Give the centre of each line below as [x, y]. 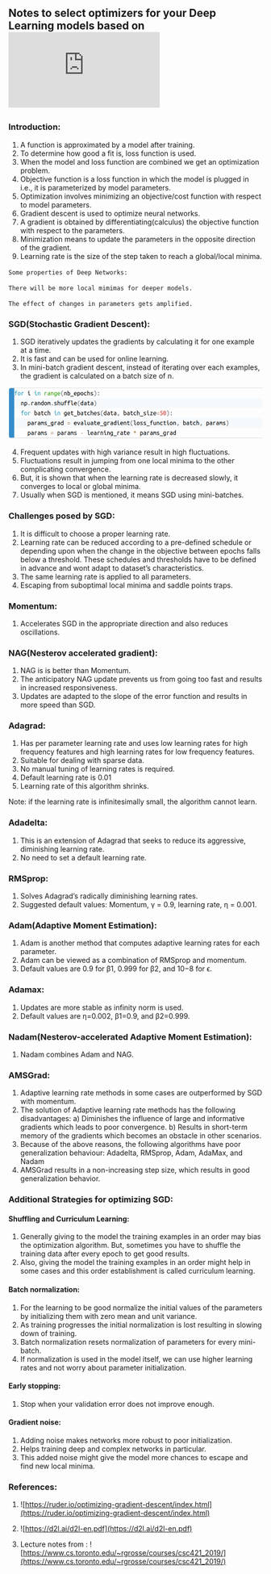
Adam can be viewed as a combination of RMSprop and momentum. [133, 961]
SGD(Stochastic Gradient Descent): [79, 324]
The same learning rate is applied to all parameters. [105, 576]
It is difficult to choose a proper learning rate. [95, 534]
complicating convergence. [65, 469]
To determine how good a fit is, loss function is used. [108, 153]
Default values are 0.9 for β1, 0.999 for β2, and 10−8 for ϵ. [116, 969]
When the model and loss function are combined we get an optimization [140, 161]
